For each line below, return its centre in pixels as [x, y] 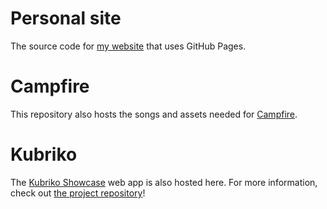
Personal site [66, 18]
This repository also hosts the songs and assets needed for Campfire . [154, 114]
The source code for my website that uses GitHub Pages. [128, 46]
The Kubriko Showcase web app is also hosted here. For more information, [164, 182]
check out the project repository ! [78, 193]
